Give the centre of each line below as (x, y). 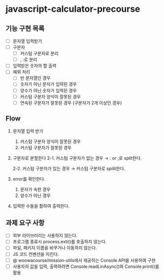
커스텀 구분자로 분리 (39, 54)
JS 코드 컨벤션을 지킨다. (36, 254)
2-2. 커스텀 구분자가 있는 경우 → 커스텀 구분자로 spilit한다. (69, 168)
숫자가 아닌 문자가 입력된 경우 (48, 84)
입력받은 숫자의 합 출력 (34, 66)
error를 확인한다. (29, 179)
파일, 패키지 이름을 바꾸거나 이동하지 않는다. (55, 248)
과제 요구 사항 (25, 223)
